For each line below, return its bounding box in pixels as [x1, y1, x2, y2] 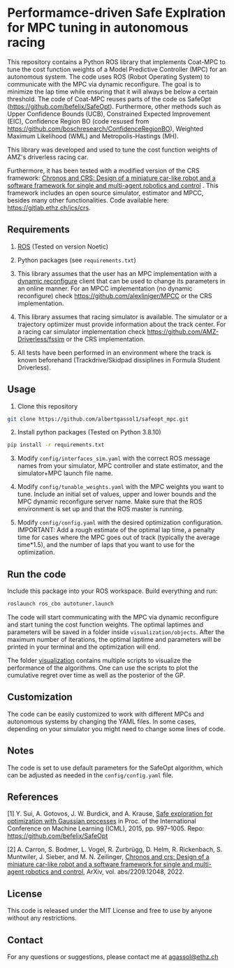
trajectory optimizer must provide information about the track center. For [17, 320, 226, 328]
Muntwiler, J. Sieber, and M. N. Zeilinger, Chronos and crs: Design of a [7, 853, 210, 861]
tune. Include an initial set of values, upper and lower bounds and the [17, 490, 217, 499]
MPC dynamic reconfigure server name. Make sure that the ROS [17, 497, 203, 506]
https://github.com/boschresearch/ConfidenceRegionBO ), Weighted [7, 124, 204, 133]
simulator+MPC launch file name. [17, 469, 113, 478]
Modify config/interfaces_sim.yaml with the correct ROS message [17, 454, 211, 462]
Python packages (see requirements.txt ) [17, 256, 136, 264]
